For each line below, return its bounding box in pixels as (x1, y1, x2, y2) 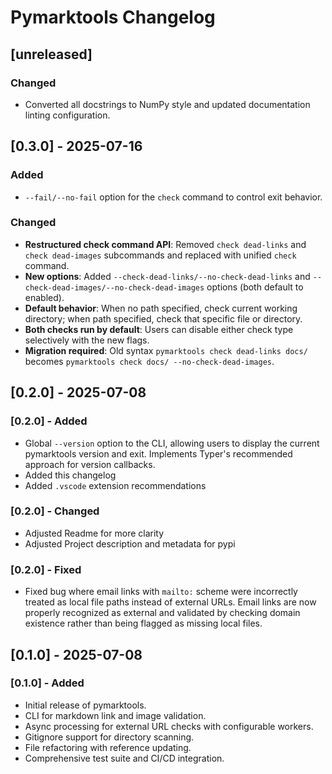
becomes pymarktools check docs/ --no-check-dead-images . (24, 355, 275, 367)
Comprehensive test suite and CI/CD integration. (24, 752, 225, 764)
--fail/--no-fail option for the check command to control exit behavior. (24, 191, 323, 203)
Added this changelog (24, 469, 117, 481)
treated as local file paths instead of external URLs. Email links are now (24, 596, 317, 608)
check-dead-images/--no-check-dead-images (24, 282, 205, 293)
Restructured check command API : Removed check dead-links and (24, 238, 307, 250)
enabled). (24, 291, 65, 303)
